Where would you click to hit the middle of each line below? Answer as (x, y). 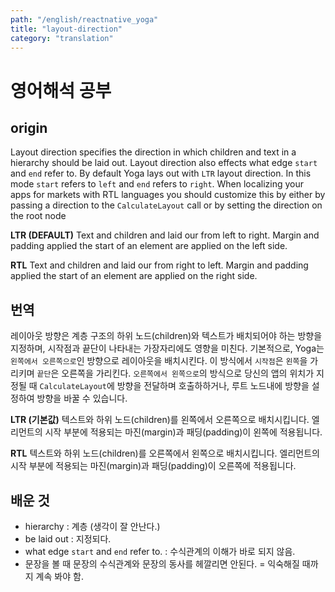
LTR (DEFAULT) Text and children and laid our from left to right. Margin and (165, 235)
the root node (38, 216)
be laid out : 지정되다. (68, 539)
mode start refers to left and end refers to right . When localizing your (157, 184)
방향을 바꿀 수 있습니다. (82, 398)
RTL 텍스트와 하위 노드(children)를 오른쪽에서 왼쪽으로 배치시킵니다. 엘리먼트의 (165, 453)
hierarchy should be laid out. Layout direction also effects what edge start (164, 163)
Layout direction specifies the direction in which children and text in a (153, 152)
